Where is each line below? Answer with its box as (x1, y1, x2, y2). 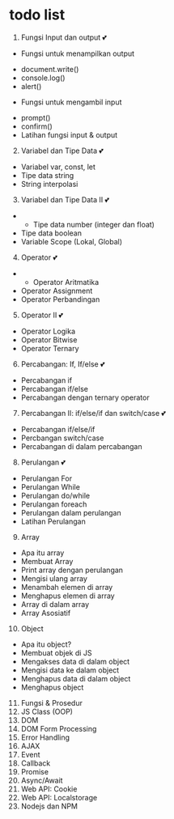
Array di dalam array (20, 599, 90, 609)
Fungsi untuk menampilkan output (20, 49, 135, 58)
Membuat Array (20, 556, 74, 566)
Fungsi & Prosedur (20, 698, 83, 707)
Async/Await (20, 775, 63, 785)
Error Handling (20, 732, 70, 742)
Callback (20, 758, 51, 768)
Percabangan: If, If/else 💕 (20, 359, 105, 369)
